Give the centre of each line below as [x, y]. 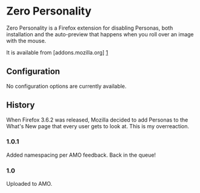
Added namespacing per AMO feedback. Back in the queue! [81, 155]
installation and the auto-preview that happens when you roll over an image [100, 34]
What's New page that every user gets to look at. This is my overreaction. [98, 126]
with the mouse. [26, 41]
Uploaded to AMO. [29, 184]
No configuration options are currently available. [66, 86]
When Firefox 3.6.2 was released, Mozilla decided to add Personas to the [97, 120]
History [21, 105]
